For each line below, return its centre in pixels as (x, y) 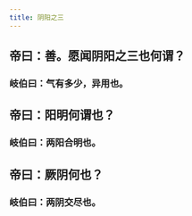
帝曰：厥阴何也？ (56, 174)
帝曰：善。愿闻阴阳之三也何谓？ (97, 56)
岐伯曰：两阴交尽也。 (55, 202)
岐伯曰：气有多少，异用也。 (69, 83)
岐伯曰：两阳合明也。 (55, 143)
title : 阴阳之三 (37, 17)
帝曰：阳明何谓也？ (62, 116)
